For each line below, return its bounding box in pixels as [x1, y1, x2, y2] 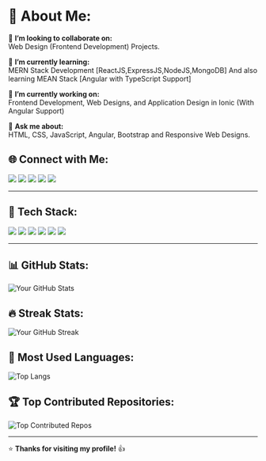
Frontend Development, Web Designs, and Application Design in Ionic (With [8, 97, 255, 107]
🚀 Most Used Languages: [8, 350, 135, 364]
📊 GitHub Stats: [8, 258, 89, 272]
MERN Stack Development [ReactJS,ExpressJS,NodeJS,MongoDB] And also [8, 65, 258, 74]
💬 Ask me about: [8, 121, 64, 131]
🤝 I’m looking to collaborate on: [8, 33, 112, 43]
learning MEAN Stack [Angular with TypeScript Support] [8, 74, 192, 83]
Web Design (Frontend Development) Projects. [8, 41, 160, 51]
